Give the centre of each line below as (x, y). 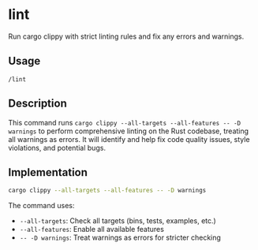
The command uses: (41, 206)
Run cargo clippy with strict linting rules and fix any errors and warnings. (126, 36)
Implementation (48, 172)
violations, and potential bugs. (57, 147)
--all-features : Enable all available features (92, 229)
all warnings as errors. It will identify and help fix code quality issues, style (129, 139)
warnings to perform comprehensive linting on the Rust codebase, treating (129, 131)
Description (37, 104)
